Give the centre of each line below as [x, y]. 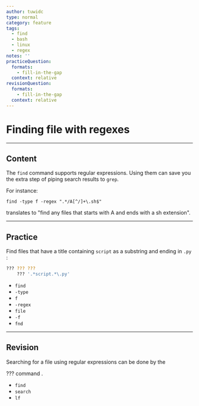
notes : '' [18, 56]
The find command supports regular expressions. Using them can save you [99, 173]
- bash [20, 39]
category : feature [29, 23]
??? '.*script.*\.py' [43, 274]
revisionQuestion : [29, 84]
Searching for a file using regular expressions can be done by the [86, 362]
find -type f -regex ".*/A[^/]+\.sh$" [54, 202]
